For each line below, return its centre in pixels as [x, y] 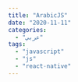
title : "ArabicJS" [38, 15]
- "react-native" [43, 66]
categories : [27, 30]
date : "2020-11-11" [40, 23]
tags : [17, 45]
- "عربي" [29, 37]
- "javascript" [40, 52]
